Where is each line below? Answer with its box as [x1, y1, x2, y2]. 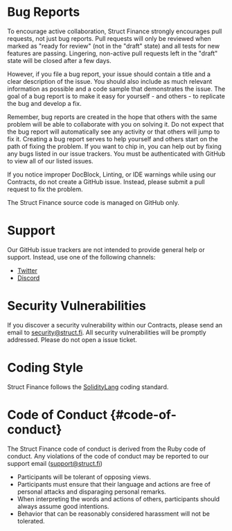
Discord [17, 273, 40, 282]
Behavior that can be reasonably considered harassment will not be [17, 510, 210, 518]
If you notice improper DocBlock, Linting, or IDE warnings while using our [7, 170, 216, 179]
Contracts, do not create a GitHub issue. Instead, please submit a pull [7, 177, 206, 186]
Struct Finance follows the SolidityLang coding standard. [7, 382, 169, 391]
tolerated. [17, 516, 45, 525]
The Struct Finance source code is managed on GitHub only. [7, 198, 180, 206]
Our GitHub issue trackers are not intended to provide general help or [7, 245, 206, 253]
